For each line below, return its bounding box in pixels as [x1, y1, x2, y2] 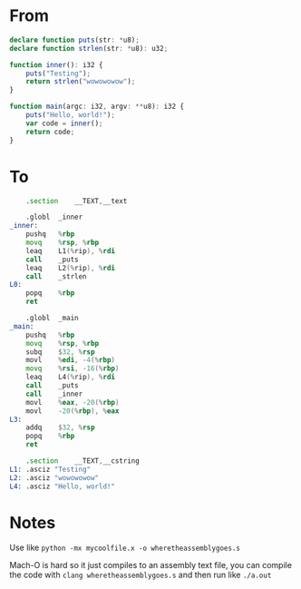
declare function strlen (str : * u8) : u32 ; [9, 44, 169, 53]
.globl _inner [25, 212, 83, 222]
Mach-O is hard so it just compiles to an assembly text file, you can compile [9, 560, 293, 571]
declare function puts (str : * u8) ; [9, 35, 141, 44]
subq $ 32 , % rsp [25, 347, 95, 357]
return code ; [25, 127, 75, 136]
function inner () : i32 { [9, 60, 103, 69]
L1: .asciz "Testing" [9, 465, 92, 474]
